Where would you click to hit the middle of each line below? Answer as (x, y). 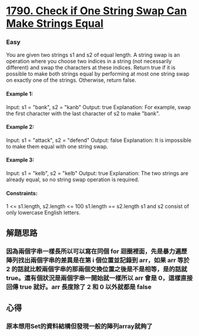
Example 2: (20, 127)
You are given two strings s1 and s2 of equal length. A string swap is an (93, 55)
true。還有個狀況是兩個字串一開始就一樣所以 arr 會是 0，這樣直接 (99, 278)
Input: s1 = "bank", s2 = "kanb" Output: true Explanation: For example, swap (99, 107)
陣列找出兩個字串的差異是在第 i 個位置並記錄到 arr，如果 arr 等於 (98, 260)
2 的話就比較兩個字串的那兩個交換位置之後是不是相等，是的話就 (97, 269)
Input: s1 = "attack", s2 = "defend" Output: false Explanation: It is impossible (99, 140)
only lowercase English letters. (44, 213)
